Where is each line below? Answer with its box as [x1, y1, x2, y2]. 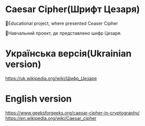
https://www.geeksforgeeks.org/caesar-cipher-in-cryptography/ [5, 110, 140, 116]
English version [5, 93, 72, 105]
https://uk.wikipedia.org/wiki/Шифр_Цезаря [5, 75, 97, 81]
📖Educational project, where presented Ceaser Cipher [5, 20, 118, 26]
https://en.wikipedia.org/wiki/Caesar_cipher [5, 115, 97, 121]
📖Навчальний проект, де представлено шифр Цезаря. [5, 30, 122, 36]
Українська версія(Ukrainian [5, 48, 132, 59]
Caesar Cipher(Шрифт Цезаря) [5, 4, 140, 15]
